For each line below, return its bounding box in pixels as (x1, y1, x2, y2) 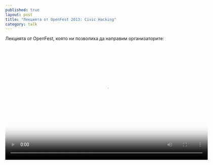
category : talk (5, 21, 37, 27)
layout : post (5, 12, 33, 17)
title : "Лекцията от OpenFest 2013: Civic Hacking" (5, 17, 116, 22)
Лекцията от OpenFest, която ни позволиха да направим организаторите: (5, 36, 164, 42)
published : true (5, 7, 39, 13)
